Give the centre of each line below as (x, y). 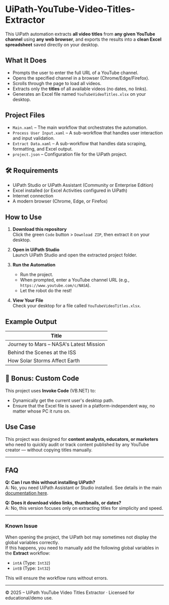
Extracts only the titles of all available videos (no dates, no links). (80, 89)
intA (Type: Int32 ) (31, 563)
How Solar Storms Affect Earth (44, 360)
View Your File (28, 300)
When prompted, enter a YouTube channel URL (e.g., (75, 280)
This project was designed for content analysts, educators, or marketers (82, 439)
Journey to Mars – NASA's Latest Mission (56, 344)
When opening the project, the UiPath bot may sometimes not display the (81, 537)
